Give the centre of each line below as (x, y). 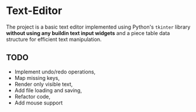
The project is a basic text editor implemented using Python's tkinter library (98, 27)
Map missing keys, (37, 78)
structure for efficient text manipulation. (54, 39)
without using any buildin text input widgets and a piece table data (88, 33)
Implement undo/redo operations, (55, 72)
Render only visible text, (44, 84)
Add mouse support (39, 103)
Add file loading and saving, (48, 90)
